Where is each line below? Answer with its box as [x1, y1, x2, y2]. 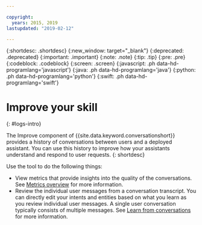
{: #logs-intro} [6, 120, 42, 127]
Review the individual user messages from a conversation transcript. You [14, 188, 197, 195]
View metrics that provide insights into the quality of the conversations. [14, 174, 192, 182]
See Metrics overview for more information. [14, 181, 124, 188]
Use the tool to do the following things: [6, 163, 103, 170]
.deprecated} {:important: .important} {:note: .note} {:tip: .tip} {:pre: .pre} [6, 54, 186, 61]
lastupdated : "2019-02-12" [6, 25, 74, 31]
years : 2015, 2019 [11, 19, 58, 26]
